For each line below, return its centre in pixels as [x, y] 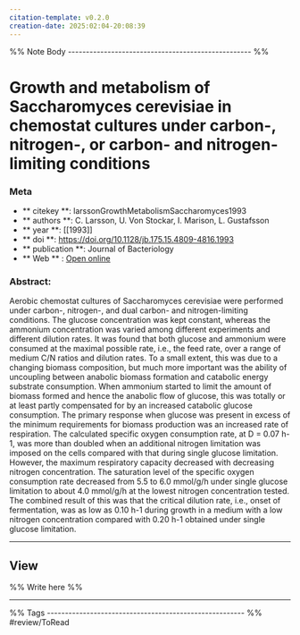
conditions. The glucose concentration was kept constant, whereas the [140, 320]
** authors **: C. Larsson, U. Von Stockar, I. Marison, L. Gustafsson [146, 220]
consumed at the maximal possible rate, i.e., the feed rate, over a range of [145, 349]
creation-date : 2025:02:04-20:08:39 [77, 26]
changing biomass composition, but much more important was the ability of [148, 368]
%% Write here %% [46, 588]
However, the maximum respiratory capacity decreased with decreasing [142, 462]
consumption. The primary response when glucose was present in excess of [150, 415]
